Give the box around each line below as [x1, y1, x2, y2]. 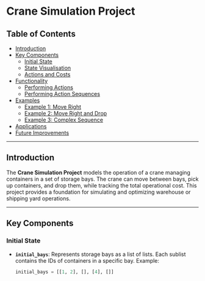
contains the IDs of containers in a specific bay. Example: [15, 257, 160, 264]
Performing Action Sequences [24, 90, 101, 97]
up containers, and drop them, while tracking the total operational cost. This [6, 181, 197, 189]
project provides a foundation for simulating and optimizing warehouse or [6, 188, 191, 195]
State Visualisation [24, 64, 71, 71]
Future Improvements [15, 130, 69, 136]
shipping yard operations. [6, 194, 71, 202]
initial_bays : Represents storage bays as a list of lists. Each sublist [15, 250, 186, 258]
